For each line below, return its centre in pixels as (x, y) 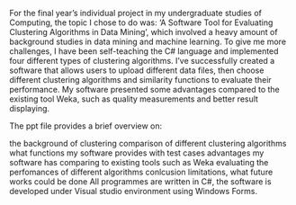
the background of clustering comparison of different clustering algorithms (148, 143)
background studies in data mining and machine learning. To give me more (148, 41)
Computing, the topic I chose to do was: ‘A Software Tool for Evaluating (141, 22)
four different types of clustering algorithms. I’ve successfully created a (142, 61)
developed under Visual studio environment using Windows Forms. (134, 191)
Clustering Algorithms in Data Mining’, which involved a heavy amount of (144, 32)
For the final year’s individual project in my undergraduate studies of (136, 13)
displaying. (30, 108)
